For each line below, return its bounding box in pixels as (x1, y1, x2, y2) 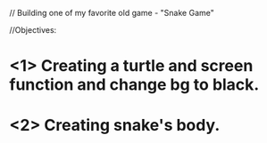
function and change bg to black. (9, 75, 260, 95)
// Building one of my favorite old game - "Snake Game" (9, 8, 214, 18)
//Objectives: (9, 25, 57, 35)
